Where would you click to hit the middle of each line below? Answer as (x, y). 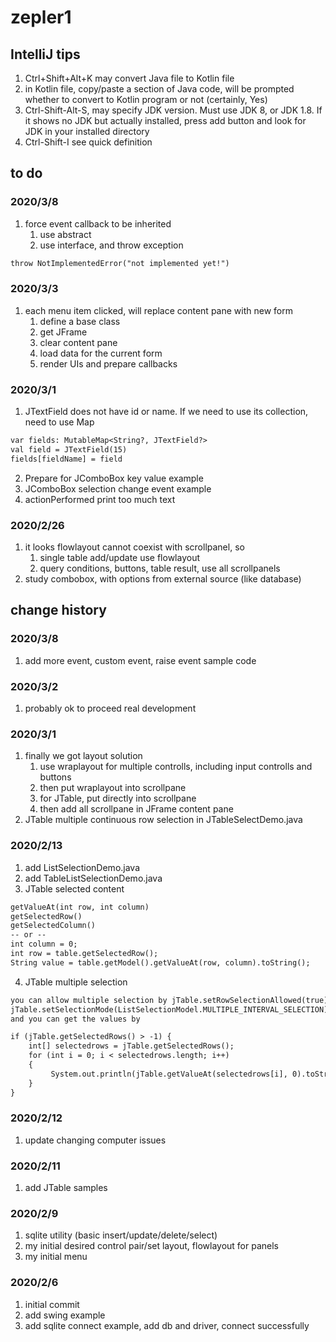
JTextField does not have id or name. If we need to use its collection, (166, 412)
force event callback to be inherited (98, 223)
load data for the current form (101, 353)
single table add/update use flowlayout (120, 558)
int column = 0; (44, 944)
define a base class (80, 321)
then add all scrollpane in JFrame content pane (136, 809)
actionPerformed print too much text (100, 499)
